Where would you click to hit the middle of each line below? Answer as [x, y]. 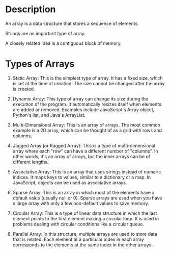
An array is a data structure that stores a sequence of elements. [72, 23]
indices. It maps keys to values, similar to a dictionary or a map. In [82, 177]
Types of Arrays [40, 64]
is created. [24, 89]
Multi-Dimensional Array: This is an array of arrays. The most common [86, 125]
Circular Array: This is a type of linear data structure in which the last [85, 213]
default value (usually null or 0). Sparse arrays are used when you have [87, 198]
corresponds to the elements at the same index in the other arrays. [82, 245]
